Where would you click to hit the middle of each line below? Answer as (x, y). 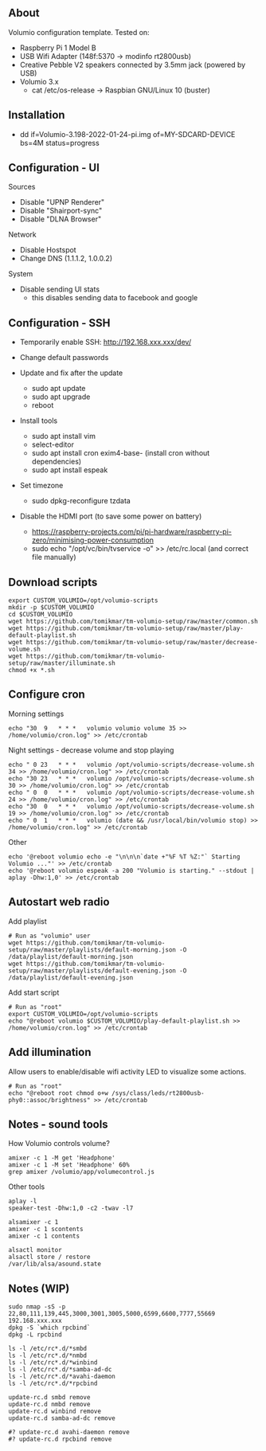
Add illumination (50, 1052)
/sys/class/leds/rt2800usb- (158, 1093)
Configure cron (47, 695)
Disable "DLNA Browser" (61, 219)
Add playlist (28, 921)
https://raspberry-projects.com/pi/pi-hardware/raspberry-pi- (132, 532)
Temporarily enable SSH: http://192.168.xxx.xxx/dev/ (106, 342)
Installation (37, 115)
